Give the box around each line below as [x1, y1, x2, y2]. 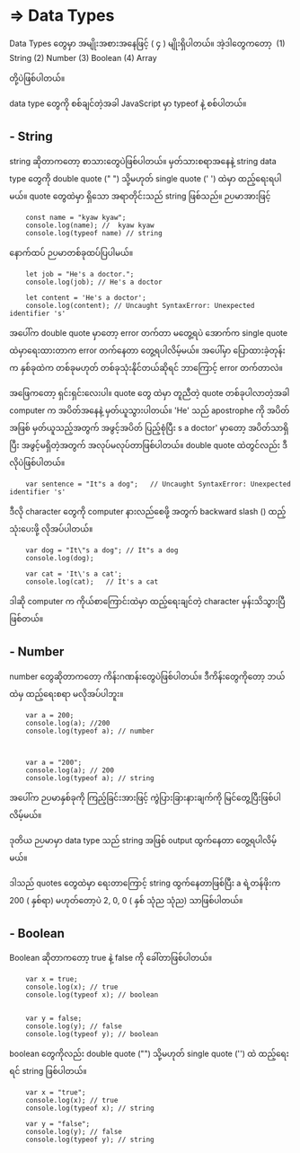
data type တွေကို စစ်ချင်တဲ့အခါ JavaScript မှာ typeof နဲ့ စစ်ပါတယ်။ [9, 98, 247, 109]
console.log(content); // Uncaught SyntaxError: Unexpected [25, 301, 255, 310]
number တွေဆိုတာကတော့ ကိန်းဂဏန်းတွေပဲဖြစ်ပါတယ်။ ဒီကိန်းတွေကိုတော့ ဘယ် [9, 671, 286, 682]
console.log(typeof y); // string [25, 1135, 154, 1145]
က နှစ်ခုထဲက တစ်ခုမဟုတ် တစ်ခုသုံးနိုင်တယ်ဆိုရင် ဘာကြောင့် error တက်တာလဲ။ [9, 362, 283, 373]
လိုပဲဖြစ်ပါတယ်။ [9, 457, 66, 468]
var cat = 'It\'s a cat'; [25, 569, 123, 578]
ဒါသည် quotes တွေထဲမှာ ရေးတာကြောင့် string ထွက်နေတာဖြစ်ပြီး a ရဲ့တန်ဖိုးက [9, 877, 281, 888]
